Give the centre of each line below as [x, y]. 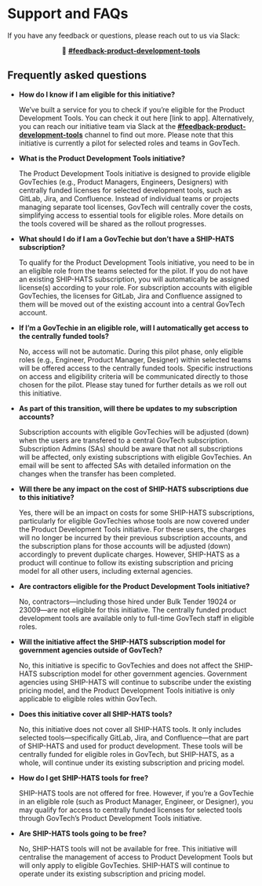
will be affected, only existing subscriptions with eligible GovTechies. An [135, 457]
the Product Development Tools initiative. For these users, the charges [132, 529]
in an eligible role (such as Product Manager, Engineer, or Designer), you [136, 801]
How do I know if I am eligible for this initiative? [97, 94]
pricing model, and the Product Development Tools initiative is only [127, 690]
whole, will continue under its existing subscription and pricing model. [131, 763]
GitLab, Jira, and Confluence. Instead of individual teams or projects [129, 198]
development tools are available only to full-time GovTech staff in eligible [136, 618]
